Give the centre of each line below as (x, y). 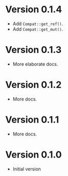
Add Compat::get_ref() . (38, 24)
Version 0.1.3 (33, 50)
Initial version (27, 169)
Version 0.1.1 (32, 120)
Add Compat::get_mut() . (38, 29)
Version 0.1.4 (34, 9)
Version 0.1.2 (33, 85)
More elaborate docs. (35, 64)
